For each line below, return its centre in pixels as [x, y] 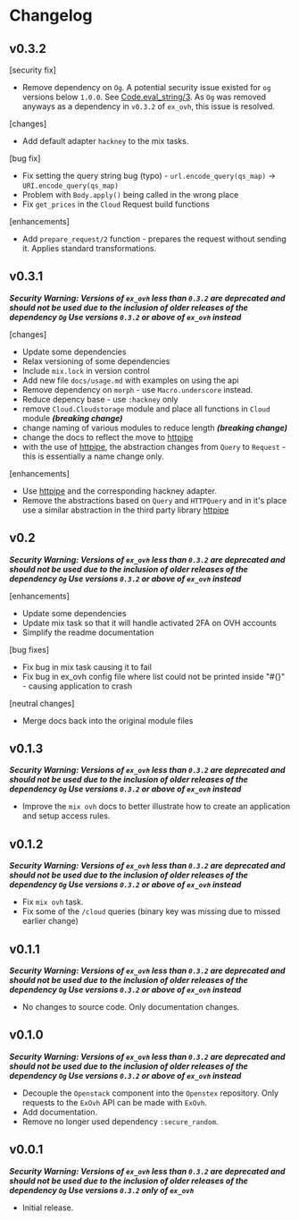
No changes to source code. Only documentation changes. [131, 1007]
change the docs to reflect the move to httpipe [108, 437]
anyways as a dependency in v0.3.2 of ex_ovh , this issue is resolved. [148, 106]
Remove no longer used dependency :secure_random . [120, 1121]
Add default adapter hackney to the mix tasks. [105, 141]
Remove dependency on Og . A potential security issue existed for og [146, 87]
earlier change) [50, 921]
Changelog [51, 16]
